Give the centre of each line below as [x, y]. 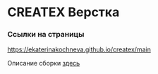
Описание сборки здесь [44, 63]
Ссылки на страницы [46, 35]
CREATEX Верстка [63, 12]
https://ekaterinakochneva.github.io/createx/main [79, 49]
